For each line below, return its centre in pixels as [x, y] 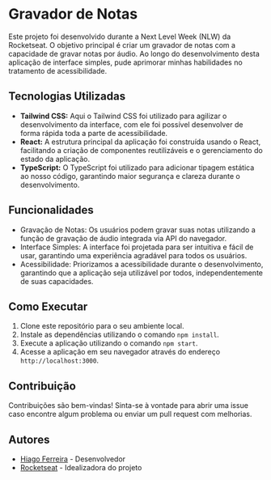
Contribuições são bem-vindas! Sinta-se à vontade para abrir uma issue [129, 406]
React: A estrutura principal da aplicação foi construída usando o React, [140, 142]
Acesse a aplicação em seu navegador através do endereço [120, 352]
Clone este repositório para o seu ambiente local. [102, 326]
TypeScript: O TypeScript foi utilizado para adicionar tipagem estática [137, 168]
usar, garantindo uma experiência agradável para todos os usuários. [133, 255]
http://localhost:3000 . [59, 360]
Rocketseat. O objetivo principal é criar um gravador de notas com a [122, 45]
